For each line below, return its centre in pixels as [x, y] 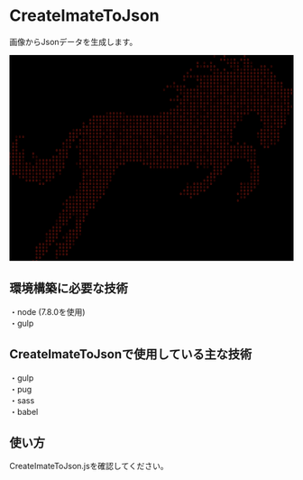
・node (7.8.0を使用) [47, 311]
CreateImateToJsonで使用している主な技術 [131, 354]
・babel [24, 411]
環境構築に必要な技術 [69, 288]
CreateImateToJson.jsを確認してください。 [89, 466]
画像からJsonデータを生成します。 [73, 42]
